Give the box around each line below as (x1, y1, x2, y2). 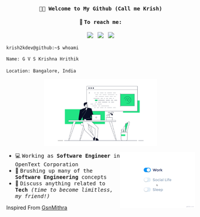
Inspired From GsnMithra (6, 204, 68, 211)
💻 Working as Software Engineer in (14, 152, 120, 159)
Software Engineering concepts (14, 173, 107, 181)
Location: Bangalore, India (6, 68, 77, 74)
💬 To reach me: (79, 19, 122, 26)
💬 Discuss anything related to (14, 179, 106, 187)
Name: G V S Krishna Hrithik (6, 56, 79, 62)
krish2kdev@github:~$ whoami (6, 45, 79, 51)
